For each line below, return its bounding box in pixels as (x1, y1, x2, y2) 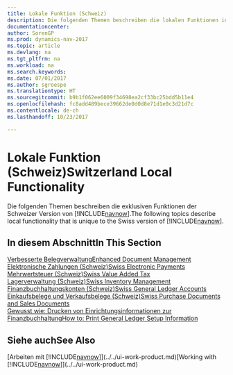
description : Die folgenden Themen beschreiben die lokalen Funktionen (7, 17, 218, 24)
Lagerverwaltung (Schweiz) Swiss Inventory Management (7, 277, 171, 285)
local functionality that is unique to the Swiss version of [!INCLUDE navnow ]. (7, 217, 224, 225)
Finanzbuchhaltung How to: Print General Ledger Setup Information (7, 314, 198, 323)
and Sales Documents (7, 299, 70, 308)
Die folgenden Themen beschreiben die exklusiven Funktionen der (7, 202, 197, 210)
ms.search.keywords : (7, 68, 67, 75)
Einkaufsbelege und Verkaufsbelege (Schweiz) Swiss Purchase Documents (7, 292, 221, 301)
